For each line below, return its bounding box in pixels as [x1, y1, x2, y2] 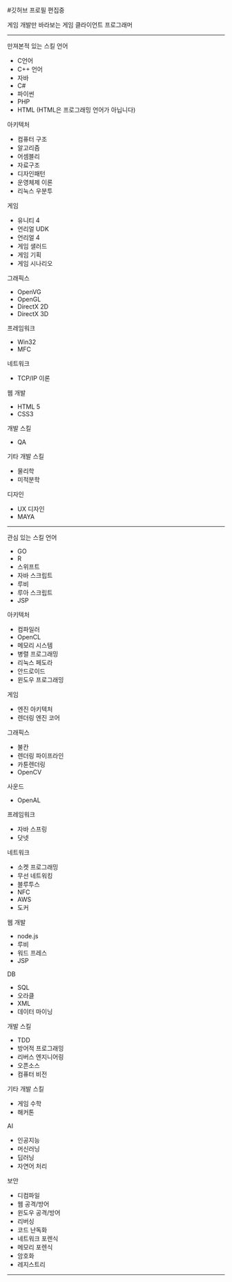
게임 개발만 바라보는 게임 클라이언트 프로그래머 [7, 21, 133, 29]
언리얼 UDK [17, 225, 50, 233]
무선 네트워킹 [17, 872, 53, 880]
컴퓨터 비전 [17, 1070, 48, 1078]
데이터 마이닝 [17, 1007, 53, 1016]
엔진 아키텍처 [17, 705, 53, 713]
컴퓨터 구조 [17, 135, 48, 143]
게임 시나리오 [17, 260, 53, 267]
